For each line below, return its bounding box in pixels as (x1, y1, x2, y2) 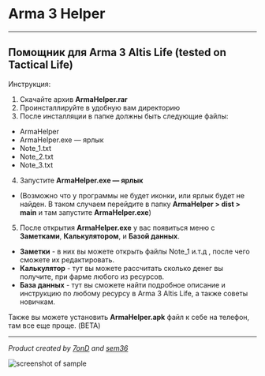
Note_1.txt (19, 143, 52, 152)
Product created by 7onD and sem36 (8, 343, 129, 352)
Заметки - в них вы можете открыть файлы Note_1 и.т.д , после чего (19, 246, 250, 256)
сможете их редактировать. (19, 254, 115, 265)
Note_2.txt (19, 152, 54, 161)
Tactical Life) (8, 58, 73, 72)
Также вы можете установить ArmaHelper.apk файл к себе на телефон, (8, 312, 250, 321)
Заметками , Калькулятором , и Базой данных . (19, 231, 180, 241)
